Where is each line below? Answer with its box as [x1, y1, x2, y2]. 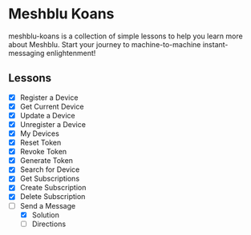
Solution [31, 209, 60, 220]
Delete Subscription [19, 192, 86, 201]
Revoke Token [19, 147, 67, 157]
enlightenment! [46, 48, 96, 58]
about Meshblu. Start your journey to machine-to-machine [8, 39, 201, 49]
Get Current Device [19, 102, 84, 111]
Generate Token [19, 156, 74, 165]
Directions [31, 219, 67, 229]
